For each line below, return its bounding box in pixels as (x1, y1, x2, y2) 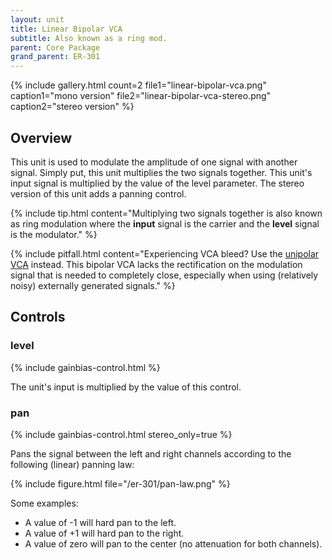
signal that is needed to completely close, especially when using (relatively (10, 269, 319, 281)
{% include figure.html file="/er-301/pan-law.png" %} (10, 477, 231, 490)
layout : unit (10, 14, 65, 25)
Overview (10, 129, 73, 146)
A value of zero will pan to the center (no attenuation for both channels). (24, 537, 323, 550)
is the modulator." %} (10, 228, 98, 240)
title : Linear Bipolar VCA (10, 24, 123, 34)
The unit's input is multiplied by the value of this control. (10, 381, 242, 393)
